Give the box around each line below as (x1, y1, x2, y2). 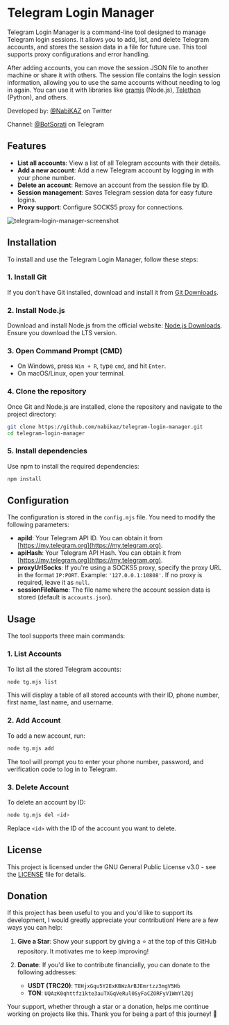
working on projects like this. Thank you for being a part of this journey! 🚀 (7, 1010, 217, 1018)
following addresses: (17, 968, 78, 976)
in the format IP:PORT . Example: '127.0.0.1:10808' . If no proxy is (17, 571, 203, 579)
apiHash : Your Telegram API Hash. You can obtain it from (17, 549, 182, 557)
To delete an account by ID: (7, 798, 86, 806)
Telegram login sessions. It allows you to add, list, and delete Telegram (7, 35, 210, 43)
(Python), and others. (7, 92, 68, 102)
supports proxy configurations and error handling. (7, 50, 151, 58)
